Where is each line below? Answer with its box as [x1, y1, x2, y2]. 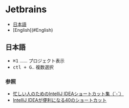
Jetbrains [5, 4, 47, 15]
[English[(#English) [12, 27, 53, 33]
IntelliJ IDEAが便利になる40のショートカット [12, 97, 107, 103]
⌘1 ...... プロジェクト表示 [12, 57, 65, 63]
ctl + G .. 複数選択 [12, 64, 54, 70]
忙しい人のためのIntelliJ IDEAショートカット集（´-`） [12, 91, 124, 97]
